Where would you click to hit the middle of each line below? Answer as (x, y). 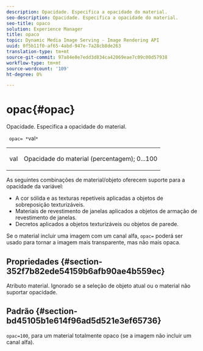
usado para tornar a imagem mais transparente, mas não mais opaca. (94, 243)
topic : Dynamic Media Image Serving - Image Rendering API (83, 40)
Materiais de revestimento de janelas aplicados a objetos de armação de (106, 211)
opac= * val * (23, 138)
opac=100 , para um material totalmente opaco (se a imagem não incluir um (99, 335)
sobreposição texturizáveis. (50, 205)
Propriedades (33, 262)
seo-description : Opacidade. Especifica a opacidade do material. (92, 18)
